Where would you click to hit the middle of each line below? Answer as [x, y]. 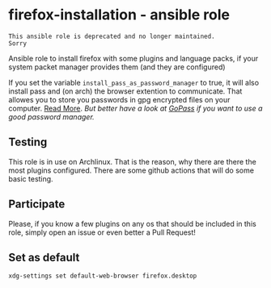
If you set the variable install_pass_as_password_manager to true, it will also [134, 82]
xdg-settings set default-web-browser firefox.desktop [103, 276]
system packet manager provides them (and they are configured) [117, 67]
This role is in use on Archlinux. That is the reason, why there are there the [132, 161]
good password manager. [51, 117]
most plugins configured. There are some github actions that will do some [131, 170]
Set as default [44, 257]
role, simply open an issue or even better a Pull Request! [102, 232]
